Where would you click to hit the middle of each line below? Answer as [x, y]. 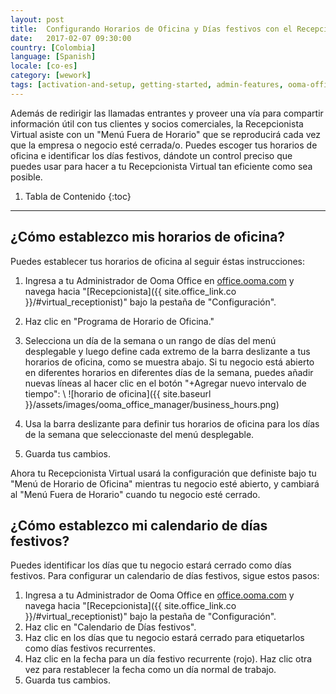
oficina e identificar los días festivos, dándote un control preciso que [151, 155]
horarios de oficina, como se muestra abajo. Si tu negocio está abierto [169, 362]
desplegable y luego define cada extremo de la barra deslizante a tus [167, 351]
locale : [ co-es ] [44, 66]
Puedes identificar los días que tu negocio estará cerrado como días [151, 565]
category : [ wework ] [51, 76]
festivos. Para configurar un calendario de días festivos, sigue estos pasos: [165, 576]
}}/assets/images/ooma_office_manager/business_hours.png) [152, 404]
